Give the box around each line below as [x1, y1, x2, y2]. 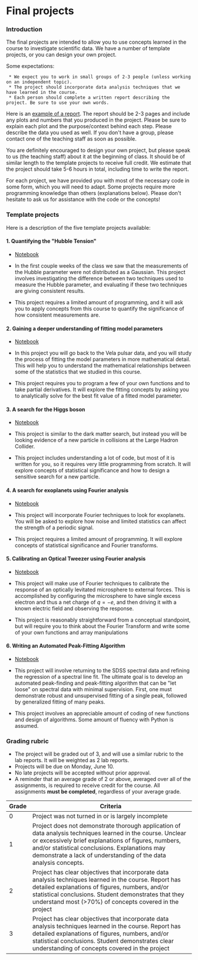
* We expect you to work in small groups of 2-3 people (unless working [8, 74, 192, 80]
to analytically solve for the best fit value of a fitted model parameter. [14, 392, 183, 399]
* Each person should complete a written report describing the [8, 95, 170, 101]
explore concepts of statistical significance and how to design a [14, 467, 170, 474]
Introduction [6, 25, 42, 34]
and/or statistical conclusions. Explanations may [32, 844, 166, 852]
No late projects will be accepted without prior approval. [14, 769, 151, 776]
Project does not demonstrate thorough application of [32, 822, 181, 830]
